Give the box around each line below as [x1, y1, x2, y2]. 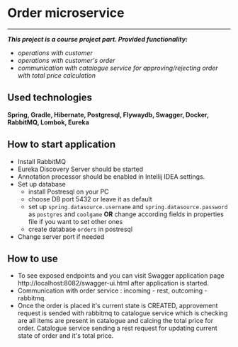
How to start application [7, 139, 115, 151]
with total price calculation [17, 71, 96, 79]
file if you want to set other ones [28, 217, 123, 225]
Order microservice [7, 5, 125, 21]
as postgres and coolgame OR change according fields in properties [28, 210, 225, 218]
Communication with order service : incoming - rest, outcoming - [17, 286, 208, 295]
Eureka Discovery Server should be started [17, 165, 144, 173]
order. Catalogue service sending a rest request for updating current [17, 324, 217, 333]
